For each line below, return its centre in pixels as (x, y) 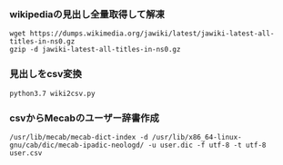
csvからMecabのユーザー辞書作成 (84, 118)
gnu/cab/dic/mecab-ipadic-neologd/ (77, 145)
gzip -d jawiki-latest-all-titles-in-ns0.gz (95, 50)
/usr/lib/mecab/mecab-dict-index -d (79, 137)
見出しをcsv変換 (45, 74)
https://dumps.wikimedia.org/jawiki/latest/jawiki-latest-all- (152, 34)
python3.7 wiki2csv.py (52, 93)
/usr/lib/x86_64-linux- (197, 137)
